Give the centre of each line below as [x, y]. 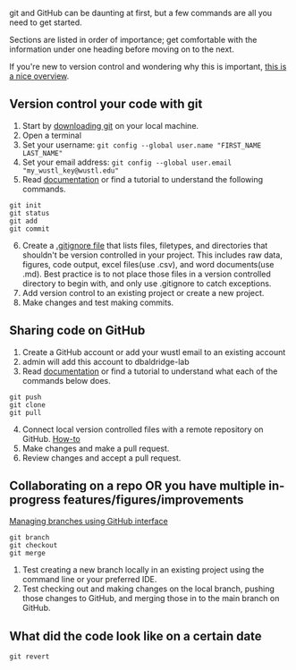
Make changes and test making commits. [98, 302]
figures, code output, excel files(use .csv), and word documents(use [148, 264]
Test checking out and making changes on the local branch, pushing [148, 589]
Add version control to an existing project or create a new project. [143, 293]
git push [25, 397]
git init [25, 205]
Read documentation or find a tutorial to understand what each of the [150, 371]
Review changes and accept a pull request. [101, 458]
